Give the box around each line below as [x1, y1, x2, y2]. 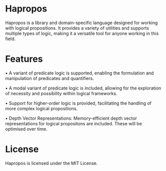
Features [5, 53, 43, 65]
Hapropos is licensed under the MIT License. [5, 160, 98, 166]
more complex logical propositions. [5, 105, 78, 111]
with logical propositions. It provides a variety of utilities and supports [5, 25, 149, 31]
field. [5, 36, 16, 42]
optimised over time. [5, 126, 48, 132]
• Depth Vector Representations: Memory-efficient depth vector [5, 115, 137, 121]
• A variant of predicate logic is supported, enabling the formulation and [5, 70, 154, 76]
